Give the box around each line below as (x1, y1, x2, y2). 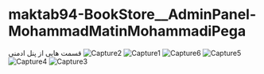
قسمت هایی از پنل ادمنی (8, 48, 82, 57)
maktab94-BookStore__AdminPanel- (8, 6, 257, 24)
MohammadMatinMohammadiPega (8, 22, 247, 40)
